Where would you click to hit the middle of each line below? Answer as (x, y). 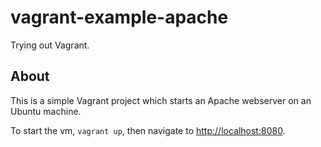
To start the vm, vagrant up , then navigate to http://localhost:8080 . (148, 130)
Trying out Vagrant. (50, 45)
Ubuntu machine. (46, 111)
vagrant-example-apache (119, 17)
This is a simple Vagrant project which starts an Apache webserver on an (161, 100)
